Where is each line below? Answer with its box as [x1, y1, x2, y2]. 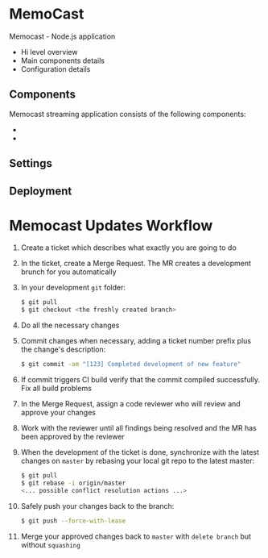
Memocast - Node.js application [9, 31, 116, 41]
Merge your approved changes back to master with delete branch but [20, 531, 252, 541]
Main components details [20, 56, 105, 65]
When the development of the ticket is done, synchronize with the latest [20, 448, 260, 457]
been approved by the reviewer [20, 432, 126, 442]
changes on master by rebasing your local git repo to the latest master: [20, 456, 255, 466]
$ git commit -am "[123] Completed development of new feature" [20, 360, 241, 369]
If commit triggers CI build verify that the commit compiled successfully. [20, 375, 261, 385]
